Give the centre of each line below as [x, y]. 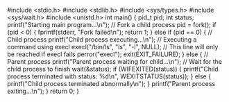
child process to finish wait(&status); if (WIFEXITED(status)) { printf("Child [113, 69]
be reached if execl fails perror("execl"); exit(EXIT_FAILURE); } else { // [108, 54]
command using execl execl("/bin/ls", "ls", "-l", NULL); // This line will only [113, 47]
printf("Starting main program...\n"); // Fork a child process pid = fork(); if [112, 25]
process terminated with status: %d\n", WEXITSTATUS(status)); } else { [109, 76]
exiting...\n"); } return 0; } [43, 91]
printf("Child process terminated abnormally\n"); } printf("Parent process [111, 84]
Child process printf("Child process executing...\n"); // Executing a [102, 40]
